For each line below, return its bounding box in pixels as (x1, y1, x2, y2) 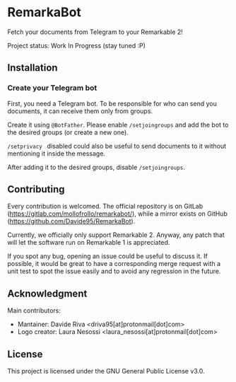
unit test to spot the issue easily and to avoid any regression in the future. (7, 267, 221, 276)
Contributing (7, 183, 65, 195)
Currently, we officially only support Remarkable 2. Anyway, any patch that (7, 231, 225, 239)
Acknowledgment (7, 287, 88, 299)
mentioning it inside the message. (7, 149, 106, 158)
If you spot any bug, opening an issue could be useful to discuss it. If (7, 252, 208, 260)
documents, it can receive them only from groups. (7, 107, 153, 115)
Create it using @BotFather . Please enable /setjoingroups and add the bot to (7, 120, 229, 129)
